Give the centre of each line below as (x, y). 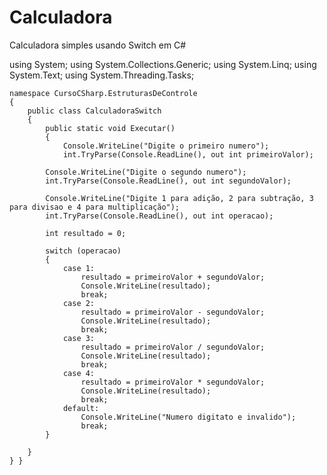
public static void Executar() (110, 128)
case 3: (79, 338)
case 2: (79, 303)
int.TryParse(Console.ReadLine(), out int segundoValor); (168, 181)
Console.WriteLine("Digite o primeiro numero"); (166, 146)
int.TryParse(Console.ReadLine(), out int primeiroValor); (188, 154)
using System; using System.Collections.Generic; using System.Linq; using (163, 64)
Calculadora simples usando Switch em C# (98, 45)
